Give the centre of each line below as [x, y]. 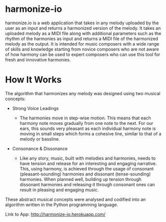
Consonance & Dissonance [40, 148]
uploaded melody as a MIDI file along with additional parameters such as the [83, 33]
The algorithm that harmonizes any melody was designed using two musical [83, 93]
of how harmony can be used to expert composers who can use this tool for [83, 54]
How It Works [33, 80]
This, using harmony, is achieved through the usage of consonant [86, 168]
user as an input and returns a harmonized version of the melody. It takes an [83, 28]
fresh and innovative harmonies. [38, 59]
